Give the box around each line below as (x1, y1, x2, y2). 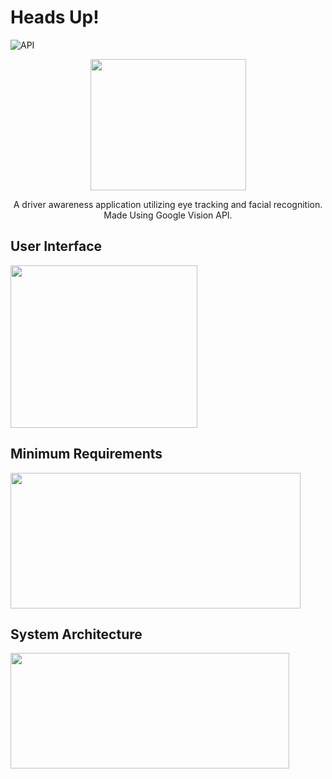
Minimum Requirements (10, 446, 163, 463)
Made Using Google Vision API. (103, 209, 233, 221)
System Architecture (10, 626, 143, 643)
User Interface (10, 238, 103, 255)
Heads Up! (10, 6, 100, 29)
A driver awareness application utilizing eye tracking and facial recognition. (13, 198, 323, 210)
